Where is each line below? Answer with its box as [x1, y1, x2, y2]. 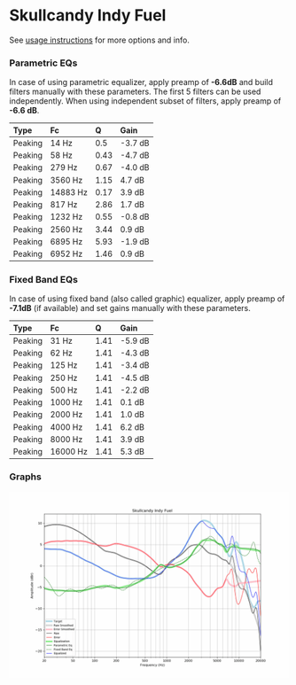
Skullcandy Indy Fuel [9, 5, 167, 26]
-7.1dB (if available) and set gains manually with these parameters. [9, 303, 251, 314]
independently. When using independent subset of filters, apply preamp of [9, 96, 282, 106]
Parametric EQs [9, 57, 78, 69]
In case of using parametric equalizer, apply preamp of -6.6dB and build [9, 77, 273, 88]
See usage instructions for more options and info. [9, 35, 191, 45]
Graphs [9, 471, 42, 483]
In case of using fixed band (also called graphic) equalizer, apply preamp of [9, 293, 285, 304]
